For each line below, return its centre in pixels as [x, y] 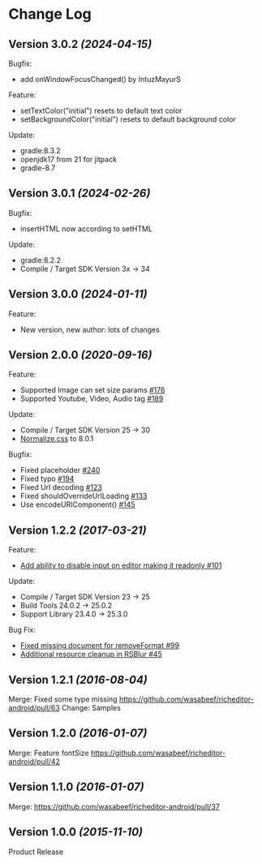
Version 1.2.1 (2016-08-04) [78, 679]
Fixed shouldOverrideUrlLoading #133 [84, 496]
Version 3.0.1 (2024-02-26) [79, 193]
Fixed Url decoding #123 [61, 487]
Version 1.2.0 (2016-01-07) [78, 734]
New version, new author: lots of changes [90, 329]
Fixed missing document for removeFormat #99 [100, 646]
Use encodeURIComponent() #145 [77, 504]
